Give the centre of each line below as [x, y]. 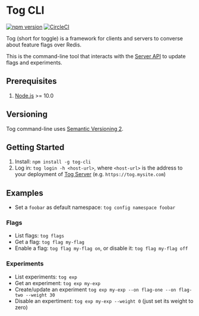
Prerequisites [31, 81]
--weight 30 [40, 295]
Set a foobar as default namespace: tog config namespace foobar [95, 207]
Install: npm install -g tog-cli [53, 162]
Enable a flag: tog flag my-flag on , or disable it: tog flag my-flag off [101, 248]
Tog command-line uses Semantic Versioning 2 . [65, 129]
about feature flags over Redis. [44, 45]
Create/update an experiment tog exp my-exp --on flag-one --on [95, 289]
